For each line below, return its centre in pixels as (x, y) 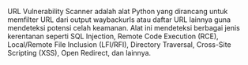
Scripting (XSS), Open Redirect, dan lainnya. (79, 53)
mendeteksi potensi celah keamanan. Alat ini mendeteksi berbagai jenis (124, 28)
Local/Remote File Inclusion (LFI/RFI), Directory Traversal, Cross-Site (119, 45)
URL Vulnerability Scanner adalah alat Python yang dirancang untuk (118, 11)
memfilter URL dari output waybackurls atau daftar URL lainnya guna (119, 20)
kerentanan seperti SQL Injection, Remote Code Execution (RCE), (113, 36)
